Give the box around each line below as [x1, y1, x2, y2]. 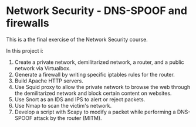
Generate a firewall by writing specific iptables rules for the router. [14, 71, 175, 78]
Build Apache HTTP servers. [14, 77, 83, 84]
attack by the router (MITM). [33, 114, 102, 121]
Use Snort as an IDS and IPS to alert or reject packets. [14, 95, 146, 103]
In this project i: [6, 47, 44, 54]
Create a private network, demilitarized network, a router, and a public [14, 59, 184, 66]
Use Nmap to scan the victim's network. [14, 102, 112, 109]
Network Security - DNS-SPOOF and [6, 4, 188, 18]
